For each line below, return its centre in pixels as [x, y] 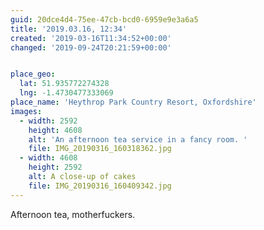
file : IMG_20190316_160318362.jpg [100, 149]
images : [26, 111]
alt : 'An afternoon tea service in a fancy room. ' [138, 139]
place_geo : [33, 74]
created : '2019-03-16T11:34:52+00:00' [91, 38]
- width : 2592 [48, 121]
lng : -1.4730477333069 [66, 93]
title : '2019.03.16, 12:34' [69, 29]
